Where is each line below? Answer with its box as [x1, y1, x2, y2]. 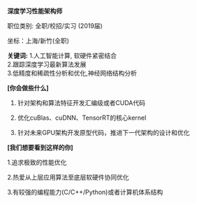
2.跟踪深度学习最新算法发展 [7, 60, 87, 69]
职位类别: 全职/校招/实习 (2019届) [7, 22, 103, 30]
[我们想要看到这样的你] [7, 143, 73, 151]
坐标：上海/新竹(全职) [7, 36, 70, 45]
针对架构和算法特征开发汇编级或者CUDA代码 [17, 99, 145, 107]
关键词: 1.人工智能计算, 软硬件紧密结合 [7, 52, 117, 59]
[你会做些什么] [7, 84, 49, 92]
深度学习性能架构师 [7, 7, 63, 15]
